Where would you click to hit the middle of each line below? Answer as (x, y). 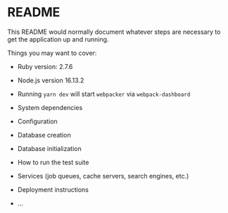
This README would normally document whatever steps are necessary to (114, 32)
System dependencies (50, 107)
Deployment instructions (53, 189)
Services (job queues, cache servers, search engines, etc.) (103, 176)
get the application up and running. (58, 39)
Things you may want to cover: (52, 53)
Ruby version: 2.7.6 (45, 66)
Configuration (37, 121)
